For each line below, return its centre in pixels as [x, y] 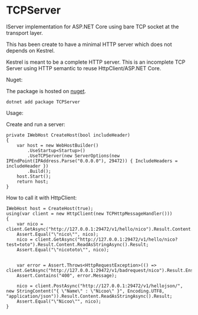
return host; [33, 181]
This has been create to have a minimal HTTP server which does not [89, 44]
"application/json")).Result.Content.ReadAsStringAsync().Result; [89, 296]
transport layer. [24, 32]
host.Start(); [34, 176]
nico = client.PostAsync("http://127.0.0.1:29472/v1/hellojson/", [100, 286]
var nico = [30, 224]
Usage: [15, 113]
